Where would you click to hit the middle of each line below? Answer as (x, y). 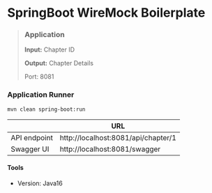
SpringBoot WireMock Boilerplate (106, 13)
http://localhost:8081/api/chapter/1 (118, 137)
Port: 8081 (39, 77)
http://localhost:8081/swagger (110, 149)
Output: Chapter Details (59, 63)
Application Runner (41, 95)
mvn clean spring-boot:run (46, 109)
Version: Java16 (40, 183)
